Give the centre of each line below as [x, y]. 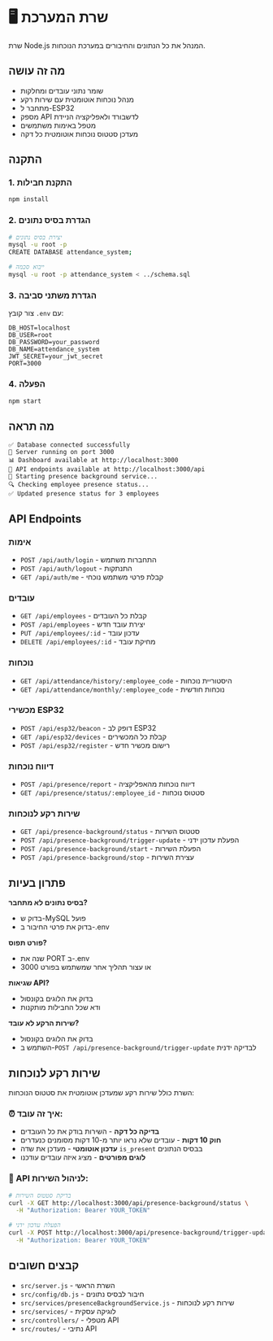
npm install [28, 199]
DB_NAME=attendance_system [54, 349]
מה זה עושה [37, 71]
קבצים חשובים [44, 1266]
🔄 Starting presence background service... [83, 477]
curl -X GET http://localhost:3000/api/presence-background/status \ [129, 1203]
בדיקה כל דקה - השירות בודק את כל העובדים [90, 1131]
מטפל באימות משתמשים [58, 125]
